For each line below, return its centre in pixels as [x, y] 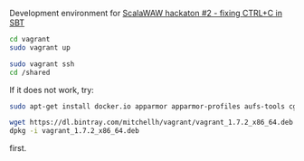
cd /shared [30, 72]
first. [18, 148]
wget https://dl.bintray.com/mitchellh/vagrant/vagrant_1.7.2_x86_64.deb [152, 123]
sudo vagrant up [40, 47]
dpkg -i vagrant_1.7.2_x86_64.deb [75, 131]
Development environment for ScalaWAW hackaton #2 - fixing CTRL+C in [146, 13]
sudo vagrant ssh [42, 64]
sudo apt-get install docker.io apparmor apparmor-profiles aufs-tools [147, 106]
